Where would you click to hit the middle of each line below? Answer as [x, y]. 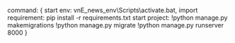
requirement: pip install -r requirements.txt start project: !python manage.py [117, 18]
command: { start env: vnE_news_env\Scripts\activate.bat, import [103, 10]
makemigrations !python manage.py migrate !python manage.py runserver [116, 25]
